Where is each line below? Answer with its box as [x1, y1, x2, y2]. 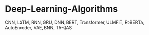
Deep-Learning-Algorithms [5, 3, 118, 15]
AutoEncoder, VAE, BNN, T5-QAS [5, 24, 72, 30]
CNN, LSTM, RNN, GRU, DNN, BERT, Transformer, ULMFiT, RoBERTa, [5, 19, 144, 25]
